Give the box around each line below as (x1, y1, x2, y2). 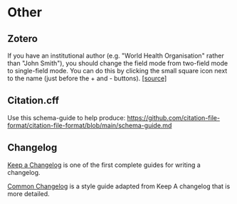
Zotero (7, 33, 38, 45)
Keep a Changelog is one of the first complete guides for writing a (7, 161, 201, 169)
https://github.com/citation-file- (127, 113, 221, 122)
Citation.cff (7, 95, 59, 107)
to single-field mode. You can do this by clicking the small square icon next (7, 67, 228, 75)
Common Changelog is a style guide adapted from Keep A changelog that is (7, 182, 231, 190)
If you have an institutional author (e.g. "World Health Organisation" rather (7, 51, 224, 60)
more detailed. (7, 189, 50, 198)
